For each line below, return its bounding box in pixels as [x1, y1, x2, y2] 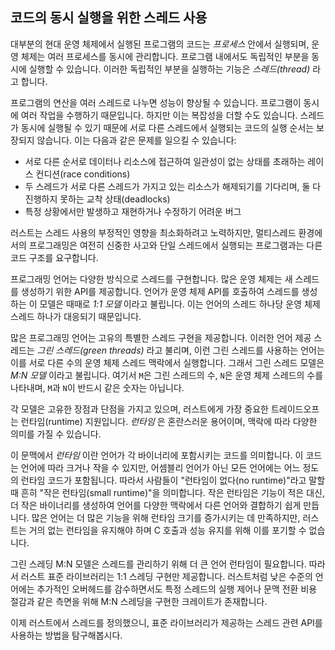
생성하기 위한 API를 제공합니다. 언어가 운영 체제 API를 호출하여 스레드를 [20, 285, 300, 297]
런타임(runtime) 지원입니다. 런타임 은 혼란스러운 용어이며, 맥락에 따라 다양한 [20, 415, 318, 427]
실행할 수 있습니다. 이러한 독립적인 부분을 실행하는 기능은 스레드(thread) [28, 63, 311, 75]
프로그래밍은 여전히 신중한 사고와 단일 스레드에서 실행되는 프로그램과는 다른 [28, 239, 323, 251]
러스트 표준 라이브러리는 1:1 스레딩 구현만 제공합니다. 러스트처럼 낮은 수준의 [20, 570, 313, 582]
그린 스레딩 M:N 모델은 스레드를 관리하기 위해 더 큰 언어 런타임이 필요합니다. [10, 558, 307, 570]
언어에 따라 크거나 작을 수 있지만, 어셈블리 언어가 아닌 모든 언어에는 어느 [20, 461, 301, 473]
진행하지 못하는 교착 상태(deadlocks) [24, 193, 171, 205]
